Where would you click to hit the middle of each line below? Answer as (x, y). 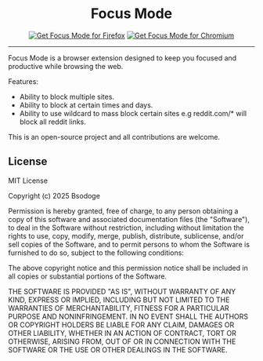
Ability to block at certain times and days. (86, 105)
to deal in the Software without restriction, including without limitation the (126, 228)
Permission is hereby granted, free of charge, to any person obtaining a (123, 211)
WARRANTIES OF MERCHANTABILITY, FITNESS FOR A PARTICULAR (119, 308)
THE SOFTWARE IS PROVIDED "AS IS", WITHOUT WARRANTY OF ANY (122, 291)
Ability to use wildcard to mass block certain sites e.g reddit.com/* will (133, 113)
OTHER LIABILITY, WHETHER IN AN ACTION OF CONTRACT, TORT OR (122, 333)
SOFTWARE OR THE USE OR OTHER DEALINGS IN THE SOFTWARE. (118, 349)
